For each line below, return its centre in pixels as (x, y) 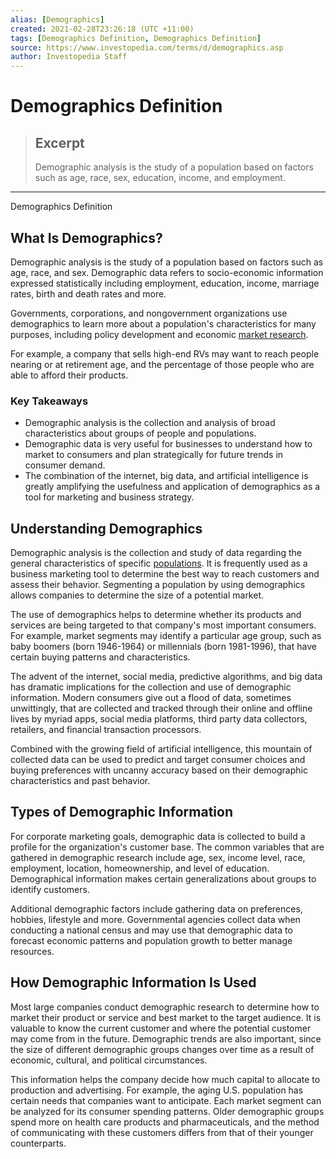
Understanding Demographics (106, 528)
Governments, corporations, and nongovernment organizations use (149, 313)
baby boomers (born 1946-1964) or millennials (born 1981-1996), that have (163, 647)
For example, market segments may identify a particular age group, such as (166, 636)
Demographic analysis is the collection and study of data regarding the (156, 553)
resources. (32, 951)
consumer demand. (65, 465)
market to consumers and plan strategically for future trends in (154, 455)
